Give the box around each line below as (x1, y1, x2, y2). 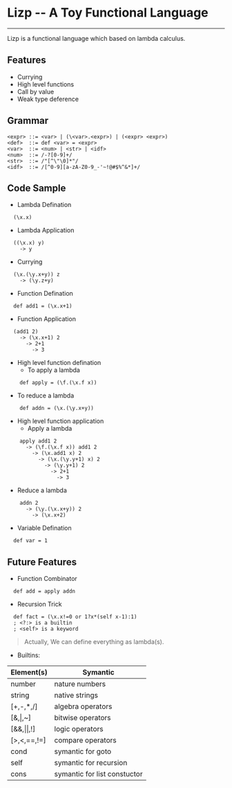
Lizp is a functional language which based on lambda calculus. (7, 34, 186, 42)
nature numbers (54, 679, 106, 689)
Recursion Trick (17, 600, 62, 609)
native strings (54, 690, 99, 700)
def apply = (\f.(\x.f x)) (19, 379, 97, 386)
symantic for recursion (54, 758, 128, 768)
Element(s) (10, 668, 48, 677)
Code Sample (7, 182, 66, 194)
